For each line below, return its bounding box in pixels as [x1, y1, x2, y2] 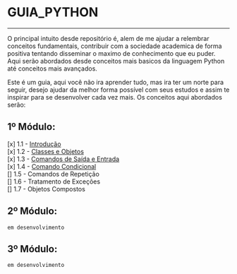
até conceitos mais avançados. [7, 64, 97, 73]
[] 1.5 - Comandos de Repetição [7, 169, 100, 178]
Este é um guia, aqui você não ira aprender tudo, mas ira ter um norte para [7, 78, 224, 86]
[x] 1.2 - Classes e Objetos [7, 147, 85, 155]
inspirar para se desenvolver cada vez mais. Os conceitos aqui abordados [7, 93, 222, 101]
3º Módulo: [7, 243, 58, 255]
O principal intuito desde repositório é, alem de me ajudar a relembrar [7, 34, 209, 42]
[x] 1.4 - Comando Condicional [7, 162, 97, 170]
